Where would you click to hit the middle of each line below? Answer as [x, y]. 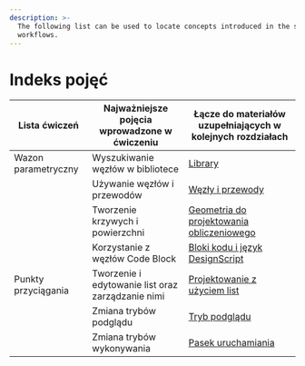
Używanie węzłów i [133, 184]
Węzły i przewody [226, 190]
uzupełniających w [240, 125]
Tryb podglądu [220, 317]
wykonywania [122, 349]
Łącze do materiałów [240, 114]
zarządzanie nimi [128, 296]
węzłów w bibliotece [135, 169]
